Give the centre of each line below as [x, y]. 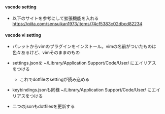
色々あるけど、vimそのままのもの [46, 53]
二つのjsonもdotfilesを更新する [43, 106]
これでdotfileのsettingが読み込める [54, 80]
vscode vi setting [23, 35]
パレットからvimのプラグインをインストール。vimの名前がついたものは [84, 46]
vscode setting [21, 7]
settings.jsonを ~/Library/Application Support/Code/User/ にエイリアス [84, 63]
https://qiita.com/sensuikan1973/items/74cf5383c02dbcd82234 [77, 24]
